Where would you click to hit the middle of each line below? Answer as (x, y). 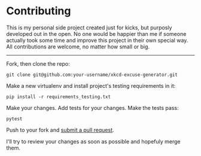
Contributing (39, 11)
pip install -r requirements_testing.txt (59, 97)
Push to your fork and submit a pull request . (60, 130)
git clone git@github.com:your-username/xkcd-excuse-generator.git (92, 75)
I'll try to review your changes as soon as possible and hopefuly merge (93, 141)
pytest (14, 119)
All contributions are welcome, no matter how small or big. (78, 47)
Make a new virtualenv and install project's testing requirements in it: (91, 85)
